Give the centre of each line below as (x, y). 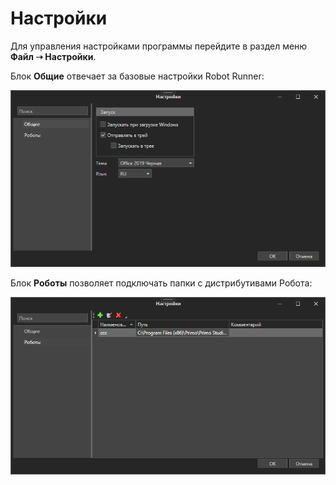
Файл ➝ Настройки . (53, 56)
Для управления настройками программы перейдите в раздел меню (159, 46)
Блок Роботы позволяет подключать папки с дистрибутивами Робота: (161, 283)
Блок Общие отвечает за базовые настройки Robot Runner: (137, 76)
